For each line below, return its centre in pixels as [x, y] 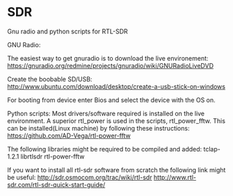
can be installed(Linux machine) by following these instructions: [98, 128]
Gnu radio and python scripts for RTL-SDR [68, 31]
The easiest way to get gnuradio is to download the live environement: [108, 58]
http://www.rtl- [175, 177]
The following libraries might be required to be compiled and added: [105, 149]
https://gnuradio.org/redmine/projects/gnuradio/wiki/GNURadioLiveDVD [111, 65]
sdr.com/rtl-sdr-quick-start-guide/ [56, 184]
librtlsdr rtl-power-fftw [53, 156]
